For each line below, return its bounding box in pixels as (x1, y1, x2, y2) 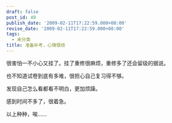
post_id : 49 (6, 14, 36, 20)
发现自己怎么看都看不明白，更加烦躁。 (6, 85, 101, 92)
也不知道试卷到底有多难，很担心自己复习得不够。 (6, 72, 127, 79)
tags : (6, 31, 20, 37)
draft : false (6, 8, 39, 15)
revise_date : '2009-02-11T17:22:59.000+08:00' (6, 25, 125, 32)
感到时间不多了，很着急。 (6, 97, 70, 105)
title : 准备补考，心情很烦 (6, 43, 66, 49)
